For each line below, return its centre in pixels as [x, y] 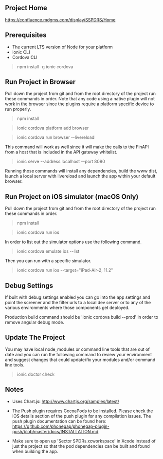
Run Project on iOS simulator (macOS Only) [72, 197]
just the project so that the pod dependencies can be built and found [81, 446]
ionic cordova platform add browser [53, 128]
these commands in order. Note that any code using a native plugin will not [80, 99]
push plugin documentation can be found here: [59, 421]
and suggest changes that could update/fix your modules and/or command [80, 360]
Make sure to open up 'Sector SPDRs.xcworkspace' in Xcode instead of [84, 441]
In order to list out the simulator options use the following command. [73, 242]
